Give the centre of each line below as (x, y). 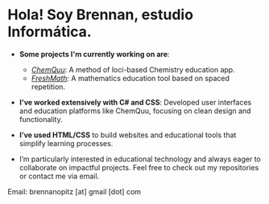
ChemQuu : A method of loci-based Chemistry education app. (133, 69)
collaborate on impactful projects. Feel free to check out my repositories (139, 167)
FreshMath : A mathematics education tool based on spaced (130, 78)
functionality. (41, 119)
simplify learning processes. (66, 143)
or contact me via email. (59, 176)
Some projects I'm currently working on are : (94, 54)
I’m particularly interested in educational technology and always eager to (140, 159)
